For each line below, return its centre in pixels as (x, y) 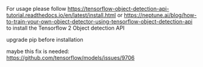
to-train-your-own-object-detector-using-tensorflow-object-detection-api (100, 21)
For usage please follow (36, 9)
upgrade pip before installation (45, 40)
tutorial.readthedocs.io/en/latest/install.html (61, 15)
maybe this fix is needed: (38, 51)
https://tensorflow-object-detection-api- (118, 9)
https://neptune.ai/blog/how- (160, 15)
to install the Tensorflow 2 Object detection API (66, 28)
